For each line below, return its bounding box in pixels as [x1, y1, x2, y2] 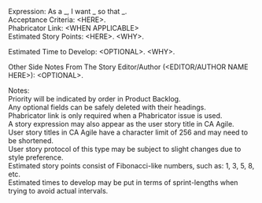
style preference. [8, 153, 65, 162]
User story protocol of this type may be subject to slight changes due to [8, 145, 242, 153]
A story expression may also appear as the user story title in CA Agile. [8, 120, 234, 128]
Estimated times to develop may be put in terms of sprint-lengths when [8, 178, 238, 187]
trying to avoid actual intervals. [8, 186, 109, 195]
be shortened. [8, 136, 54, 145]
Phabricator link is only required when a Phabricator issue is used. [8, 111, 223, 120]
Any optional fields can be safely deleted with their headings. [8, 102, 207, 112]
